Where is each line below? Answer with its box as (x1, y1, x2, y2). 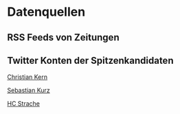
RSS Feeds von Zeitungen (7, 32, 120, 43)
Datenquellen (7, 4, 86, 20)
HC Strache (7, 100, 40, 108)
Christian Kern (7, 73, 48, 81)
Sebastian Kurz (7, 87, 50, 95)
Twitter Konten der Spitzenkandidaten (7, 54, 174, 66)
